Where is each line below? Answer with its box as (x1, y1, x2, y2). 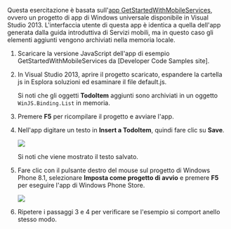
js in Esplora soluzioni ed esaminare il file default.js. (17, 78, 167, 86)
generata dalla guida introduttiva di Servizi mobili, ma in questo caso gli (7, 28, 214, 36)
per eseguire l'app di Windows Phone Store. (17, 181, 145, 189)
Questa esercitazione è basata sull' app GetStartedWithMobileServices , (7, 6, 213, 14)
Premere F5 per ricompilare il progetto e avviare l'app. (17, 112, 174, 120)
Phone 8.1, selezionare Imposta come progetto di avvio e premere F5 (17, 174, 219, 181)
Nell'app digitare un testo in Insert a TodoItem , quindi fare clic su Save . (17, 126, 225, 134)
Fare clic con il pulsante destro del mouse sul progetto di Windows (17, 166, 211, 174)
